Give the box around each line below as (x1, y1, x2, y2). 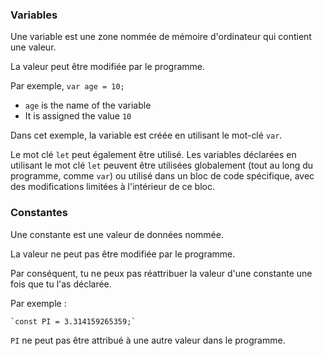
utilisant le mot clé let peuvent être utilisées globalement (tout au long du (10, 159, 314, 172)
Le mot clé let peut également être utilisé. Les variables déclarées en (10, 149, 297, 161)
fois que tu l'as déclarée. (10, 278, 112, 290)
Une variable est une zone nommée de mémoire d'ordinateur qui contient (10, 31, 312, 43)
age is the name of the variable (24, 99, 152, 112)
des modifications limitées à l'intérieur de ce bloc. (10, 181, 216, 193)
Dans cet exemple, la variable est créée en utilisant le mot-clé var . (10, 129, 283, 142)
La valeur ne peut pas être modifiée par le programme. (10, 248, 236, 260)
